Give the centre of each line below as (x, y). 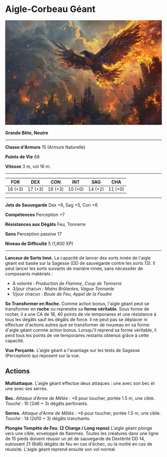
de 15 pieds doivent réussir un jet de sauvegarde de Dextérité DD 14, (75, 439)
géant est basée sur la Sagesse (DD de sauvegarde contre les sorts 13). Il (80, 263)
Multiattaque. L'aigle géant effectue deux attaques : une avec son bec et (80, 383)
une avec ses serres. (27, 388)
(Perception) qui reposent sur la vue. (43, 355)
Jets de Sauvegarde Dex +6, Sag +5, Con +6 (51, 205)
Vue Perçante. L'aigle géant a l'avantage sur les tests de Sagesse (73, 350)
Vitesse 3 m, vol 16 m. (28, 166)
